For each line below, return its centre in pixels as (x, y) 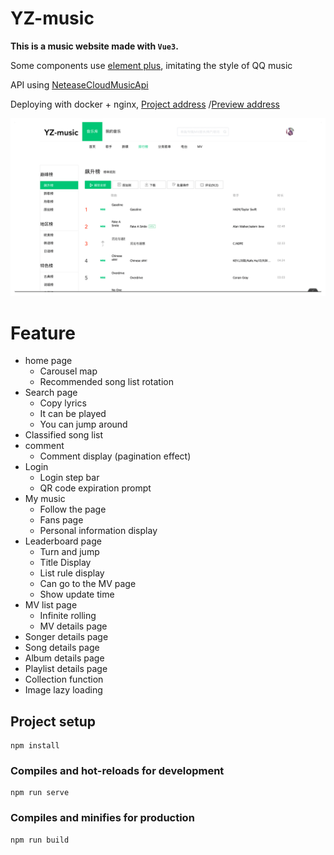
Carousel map (68, 371)
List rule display (72, 573)
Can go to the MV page (88, 584)
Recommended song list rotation (107, 382)
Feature (43, 333)
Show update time (77, 594)
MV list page (51, 605)
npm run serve (40, 793)
